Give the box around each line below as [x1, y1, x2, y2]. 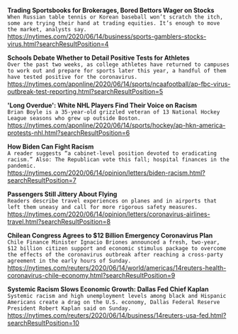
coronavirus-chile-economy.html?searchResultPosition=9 [7, 271, 176, 279]
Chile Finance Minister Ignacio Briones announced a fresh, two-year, [7, 239, 220, 246]
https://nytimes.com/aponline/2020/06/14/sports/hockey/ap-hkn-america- [7, 121, 226, 129]
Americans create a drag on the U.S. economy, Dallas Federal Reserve [7, 298, 220, 306]
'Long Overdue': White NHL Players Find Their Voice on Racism [7, 101, 197, 109]
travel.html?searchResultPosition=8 [7, 217, 111, 226]
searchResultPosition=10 [7, 319, 80, 327]
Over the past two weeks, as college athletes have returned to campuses [7, 61, 230, 68]
